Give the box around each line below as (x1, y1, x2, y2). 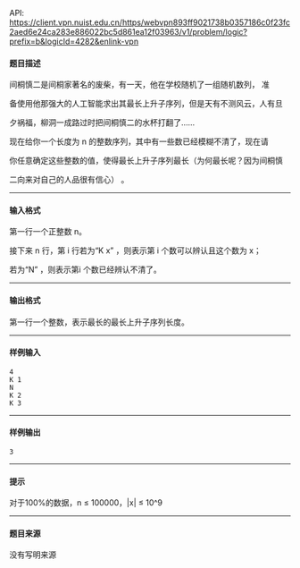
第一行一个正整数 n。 (9, 226, 87, 237)
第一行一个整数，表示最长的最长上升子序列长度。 (9, 317, 189, 327)
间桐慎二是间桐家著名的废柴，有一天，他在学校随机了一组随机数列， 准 (9, 80, 270, 90)
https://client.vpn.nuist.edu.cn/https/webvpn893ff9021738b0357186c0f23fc (9, 17, 291, 28)
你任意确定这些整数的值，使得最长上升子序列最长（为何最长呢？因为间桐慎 (9, 156, 283, 166)
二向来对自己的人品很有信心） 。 (9, 174, 129, 185)
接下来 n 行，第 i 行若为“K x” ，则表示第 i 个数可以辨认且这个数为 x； (9, 245, 262, 256)
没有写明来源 (9, 549, 56, 560)
